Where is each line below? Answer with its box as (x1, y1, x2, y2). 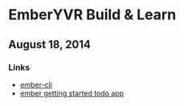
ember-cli (19, 79, 52, 89)
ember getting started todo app (19, 88, 125, 98)
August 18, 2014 (8, 38, 91, 51)
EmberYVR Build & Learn (8, 6, 177, 24)
